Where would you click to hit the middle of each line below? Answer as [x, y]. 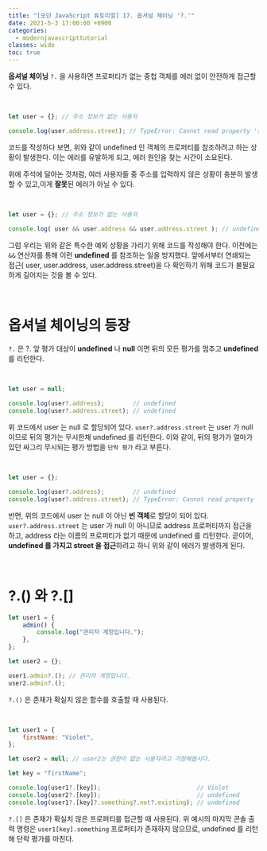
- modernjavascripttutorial [62, 38]
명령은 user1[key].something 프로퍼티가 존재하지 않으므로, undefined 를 [130, 829]
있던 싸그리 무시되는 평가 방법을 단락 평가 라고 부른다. [90, 447]
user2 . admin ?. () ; [37, 683]
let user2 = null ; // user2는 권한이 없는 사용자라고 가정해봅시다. [110, 759]
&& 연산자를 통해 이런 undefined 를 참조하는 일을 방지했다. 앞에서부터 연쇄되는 [130, 255]
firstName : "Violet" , [58, 737]
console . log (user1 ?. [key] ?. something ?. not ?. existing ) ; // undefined [124, 802]
